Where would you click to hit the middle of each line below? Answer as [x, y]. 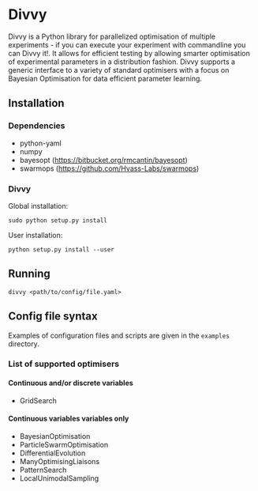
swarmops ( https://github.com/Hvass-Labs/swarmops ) [109, 168]
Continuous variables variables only [69, 419]
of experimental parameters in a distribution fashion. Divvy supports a [122, 62]
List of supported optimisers [64, 364]
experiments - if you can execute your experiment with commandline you [127, 44]
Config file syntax [53, 317]
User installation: [36, 235]
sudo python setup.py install [58, 220]
